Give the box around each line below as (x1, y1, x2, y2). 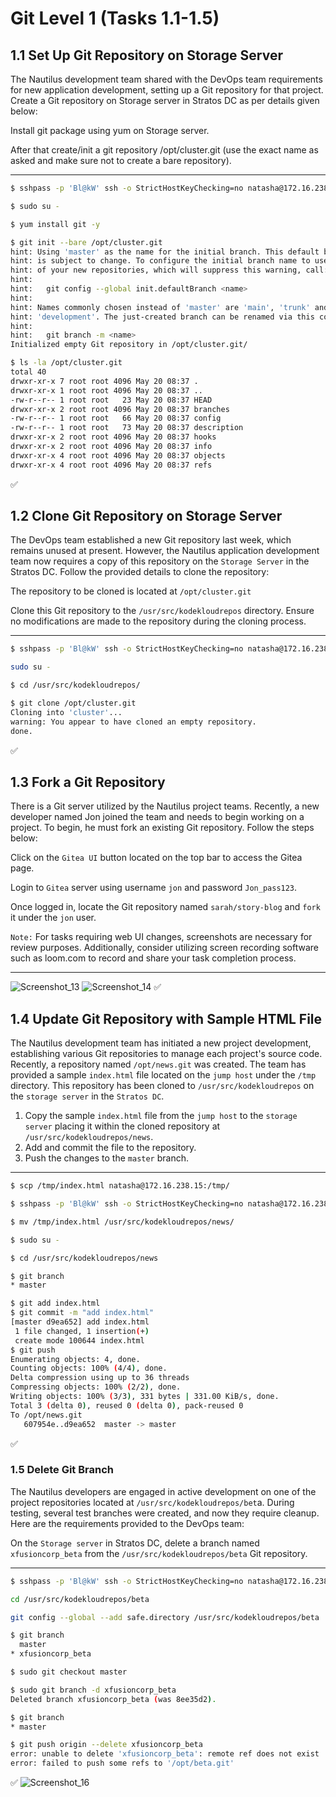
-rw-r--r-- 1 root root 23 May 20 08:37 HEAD (10, 395, 213, 405)
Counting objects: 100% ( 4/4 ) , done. (10, 1363, 168, 1374)
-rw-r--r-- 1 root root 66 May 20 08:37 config (10, 413, 222, 424)
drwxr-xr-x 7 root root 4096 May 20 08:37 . (10, 376, 199, 386)
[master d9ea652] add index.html (10, 1317, 150, 1327)
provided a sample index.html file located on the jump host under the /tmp (10, 1069, 317, 1081)
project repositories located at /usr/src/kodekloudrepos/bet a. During (10, 1496, 295, 1508)
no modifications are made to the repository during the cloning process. (10, 615, 307, 627)
